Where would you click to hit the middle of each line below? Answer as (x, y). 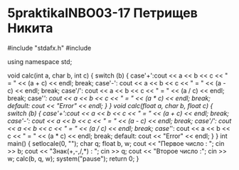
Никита (30, 28)
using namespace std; (40, 61)
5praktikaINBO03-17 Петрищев (102, 13)
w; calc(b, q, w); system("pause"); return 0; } (73, 159)
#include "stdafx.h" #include (49, 48)
